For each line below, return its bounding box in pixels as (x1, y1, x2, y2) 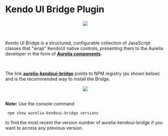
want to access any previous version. (5, 125, 83, 131)
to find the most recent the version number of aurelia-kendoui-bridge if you (5, 119, 163, 125)
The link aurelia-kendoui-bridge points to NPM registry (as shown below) (5, 70, 160, 76)
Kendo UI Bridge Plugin (5, 4, 105, 15)
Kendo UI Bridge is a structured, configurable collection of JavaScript (5, 40, 151, 46)
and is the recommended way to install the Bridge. (5, 75, 111, 82)
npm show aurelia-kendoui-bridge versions (7, 111, 99, 116)
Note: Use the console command (5, 100, 75, 106)
